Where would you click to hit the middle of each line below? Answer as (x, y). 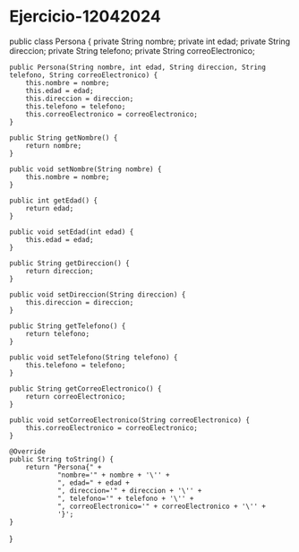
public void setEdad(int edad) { (72, 232)
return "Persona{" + (64, 467)
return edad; (50, 208)
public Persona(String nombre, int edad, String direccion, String (138, 67)
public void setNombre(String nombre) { (86, 169)
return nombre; (54, 145)
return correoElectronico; (76, 396)
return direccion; (60, 271)
